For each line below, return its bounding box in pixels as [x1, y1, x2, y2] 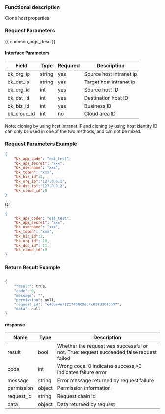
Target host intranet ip [84, 78, 136, 85]
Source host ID [84, 86, 119, 93]
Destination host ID [84, 94, 129, 101]
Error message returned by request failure [57, 377, 154, 384]
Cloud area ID [84, 110, 116, 117]
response [5, 322, 25, 328]
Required [58, 62, 80, 69]
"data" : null [14, 306, 41, 312]
